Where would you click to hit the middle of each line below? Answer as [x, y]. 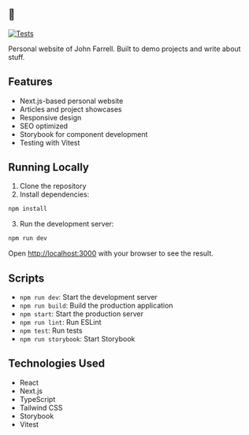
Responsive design [50, 117]
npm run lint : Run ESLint [60, 322]
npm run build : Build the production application [96, 305]
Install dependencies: [54, 194]
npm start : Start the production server [82, 314]
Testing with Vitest [50, 142]
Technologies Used [56, 364]
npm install [28, 209]
